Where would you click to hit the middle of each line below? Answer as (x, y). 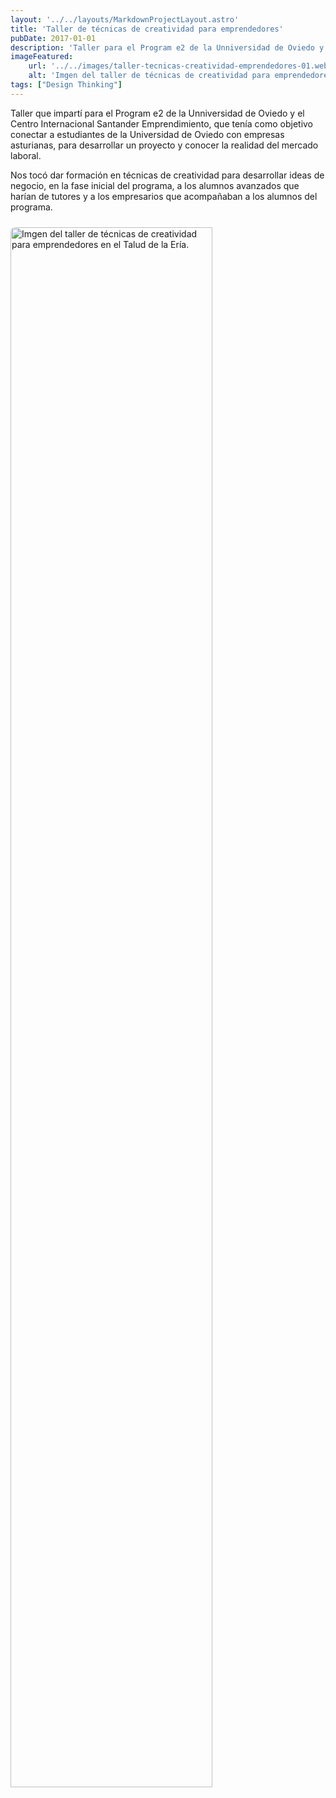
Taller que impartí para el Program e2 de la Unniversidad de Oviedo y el (157, 113)
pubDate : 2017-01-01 (53, 38)
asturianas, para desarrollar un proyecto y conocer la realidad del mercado (164, 145)
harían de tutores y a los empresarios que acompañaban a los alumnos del (164, 196)
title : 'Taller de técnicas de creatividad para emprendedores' (147, 29)
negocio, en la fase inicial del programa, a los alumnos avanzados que (155, 185)
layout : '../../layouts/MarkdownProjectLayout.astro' (125, 19)
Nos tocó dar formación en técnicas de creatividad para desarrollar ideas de (167, 175)
